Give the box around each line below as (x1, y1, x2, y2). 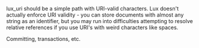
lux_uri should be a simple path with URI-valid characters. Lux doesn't (6, 5, 179, 12)
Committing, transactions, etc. (6, 36, 81, 42)
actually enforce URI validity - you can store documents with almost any (6, 11, 184, 18)
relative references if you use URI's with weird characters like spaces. (6, 24, 179, 31)
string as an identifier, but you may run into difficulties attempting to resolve (6, 18, 193, 24)
